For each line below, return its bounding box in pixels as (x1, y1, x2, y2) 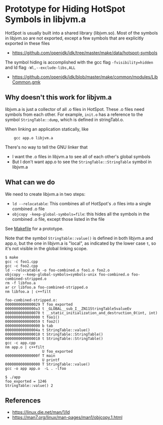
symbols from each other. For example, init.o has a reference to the (5, 111, 143, 117)
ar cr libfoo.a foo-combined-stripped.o (5, 285, 89, 290)
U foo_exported (42, 349, 73, 354)
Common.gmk (12, 79, 41, 85)
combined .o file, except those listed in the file (12, 216, 105, 222)
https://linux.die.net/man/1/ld (12, 409, 70, 415)
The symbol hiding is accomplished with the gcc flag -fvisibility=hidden (5, 59, 153, 65)
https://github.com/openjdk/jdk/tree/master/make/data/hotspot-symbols (12, 50, 158, 56)
